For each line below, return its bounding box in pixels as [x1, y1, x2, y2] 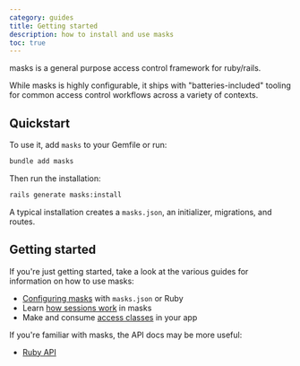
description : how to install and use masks [9, 30, 175, 39]
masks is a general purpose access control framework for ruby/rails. [9, 63, 261, 74]
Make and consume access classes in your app [21, 311, 198, 323]
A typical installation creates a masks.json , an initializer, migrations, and [9, 206, 272, 217]
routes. [9, 216, 36, 227]
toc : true [9, 38, 47, 48]
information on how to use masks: [9, 275, 134, 286]
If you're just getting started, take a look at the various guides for [9, 266, 249, 276]
